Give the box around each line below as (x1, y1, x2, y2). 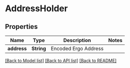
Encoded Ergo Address (51, 45, 104, 52)
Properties (5, 23, 38, 31)
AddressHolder (5, 3, 68, 14)
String (31, 45, 46, 52)
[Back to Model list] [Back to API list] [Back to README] (5, 58, 117, 64)
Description (63, 37, 91, 44)
